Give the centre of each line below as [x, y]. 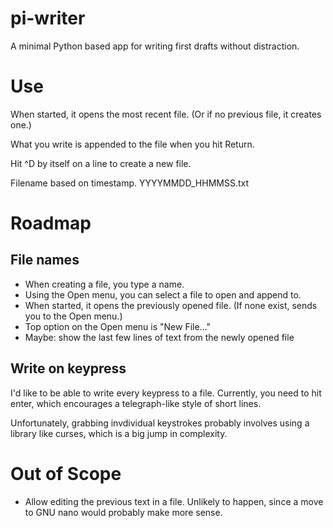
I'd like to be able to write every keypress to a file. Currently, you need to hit [166, 393]
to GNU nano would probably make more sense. [123, 512]
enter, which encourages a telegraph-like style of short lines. [136, 403]
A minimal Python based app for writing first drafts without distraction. [155, 46]
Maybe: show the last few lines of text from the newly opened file [159, 337]
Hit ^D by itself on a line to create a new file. [101, 163]
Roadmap [51, 223]
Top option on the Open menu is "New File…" [118, 326]
